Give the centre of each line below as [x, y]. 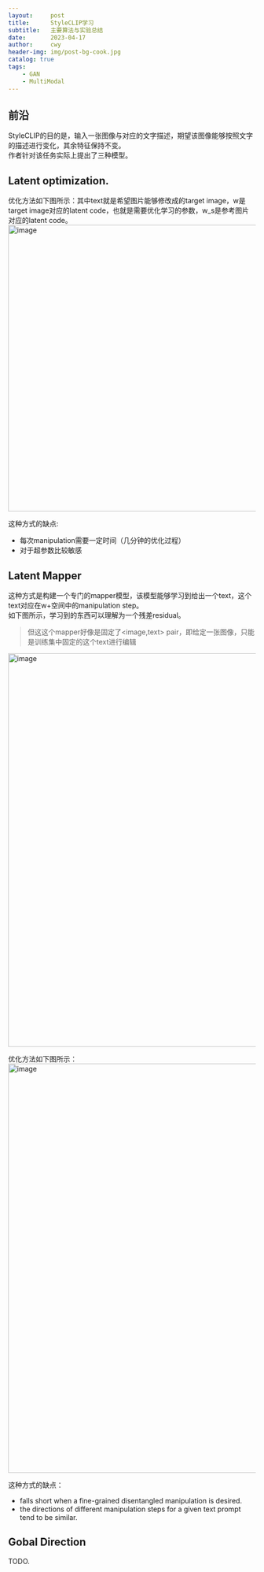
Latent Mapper [45, 576]
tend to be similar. [48, 1517]
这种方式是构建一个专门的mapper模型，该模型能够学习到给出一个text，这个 [130, 595]
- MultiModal [44, 81]
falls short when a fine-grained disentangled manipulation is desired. [130, 1500]
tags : [17, 67]
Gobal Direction [47, 1542]
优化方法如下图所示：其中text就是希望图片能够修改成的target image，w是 [127, 201]
